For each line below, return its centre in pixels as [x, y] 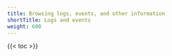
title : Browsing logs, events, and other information [86, 13]
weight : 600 [24, 26]
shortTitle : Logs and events [49, 20]
